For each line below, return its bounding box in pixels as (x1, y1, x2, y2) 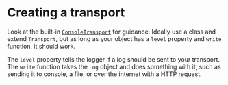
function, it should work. (7, 42, 76, 50)
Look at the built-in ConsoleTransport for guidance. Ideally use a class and (7, 27, 216, 36)
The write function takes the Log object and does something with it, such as (7, 62, 221, 71)
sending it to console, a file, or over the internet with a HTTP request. (7, 70, 202, 78)
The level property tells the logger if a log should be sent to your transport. (7, 55, 220, 63)
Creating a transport (7, 5, 125, 21)
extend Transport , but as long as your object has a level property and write (7, 34, 222, 42)
